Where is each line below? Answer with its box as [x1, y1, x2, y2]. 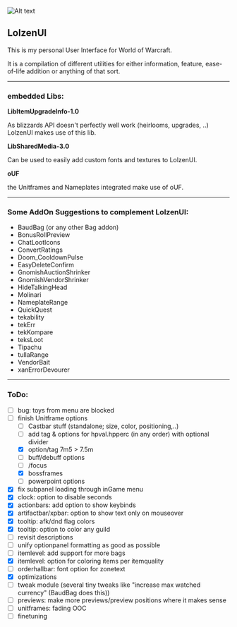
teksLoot [17, 336, 44, 344]
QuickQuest [17, 305, 52, 314]
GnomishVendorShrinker [17, 276, 90, 284]
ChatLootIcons [17, 238, 61, 247]
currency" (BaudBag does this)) [17, 589, 110, 597]
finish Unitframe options [17, 413, 88, 422]
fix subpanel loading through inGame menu [17, 485, 143, 494]
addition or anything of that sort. [26, 67, 121, 75]
